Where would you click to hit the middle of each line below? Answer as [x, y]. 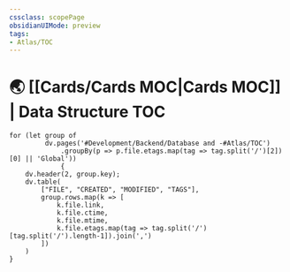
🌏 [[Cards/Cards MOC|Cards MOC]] [145, 87]
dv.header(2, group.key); [73, 174]
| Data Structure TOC [88, 112]
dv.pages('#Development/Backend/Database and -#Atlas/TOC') [158, 144]
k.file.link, [80, 205]
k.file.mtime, [82, 221]
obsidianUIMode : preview [55, 26]
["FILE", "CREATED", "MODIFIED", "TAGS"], [120, 190]
